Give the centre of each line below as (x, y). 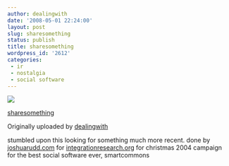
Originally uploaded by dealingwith (58, 126)
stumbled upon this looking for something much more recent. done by (109, 140)
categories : (25, 60)
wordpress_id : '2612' (39, 54)
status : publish (31, 40)
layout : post (26, 27)
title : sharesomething (41, 47)
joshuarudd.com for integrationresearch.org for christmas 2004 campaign (115, 148)
